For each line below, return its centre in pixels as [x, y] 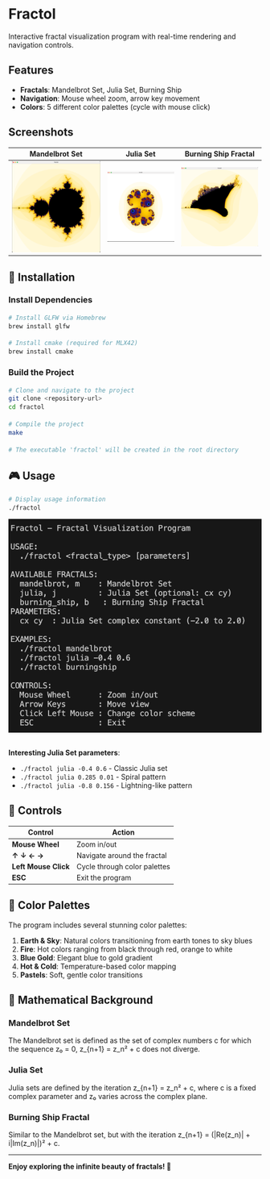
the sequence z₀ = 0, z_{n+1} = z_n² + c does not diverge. [104, 1049]
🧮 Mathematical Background [81, 1000]
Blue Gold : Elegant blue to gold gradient [86, 957]
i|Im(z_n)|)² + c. [34, 1143]
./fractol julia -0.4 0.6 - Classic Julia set [94, 769]
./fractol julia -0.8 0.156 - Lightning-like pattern [106, 785]
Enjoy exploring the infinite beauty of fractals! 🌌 [90, 1166]
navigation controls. [41, 44]
